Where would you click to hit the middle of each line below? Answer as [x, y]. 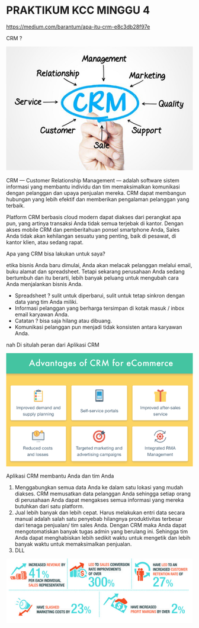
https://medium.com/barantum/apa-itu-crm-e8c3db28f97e [78, 27]
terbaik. [15, 206]
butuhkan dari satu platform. [49, 507]
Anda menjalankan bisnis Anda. [44, 284]
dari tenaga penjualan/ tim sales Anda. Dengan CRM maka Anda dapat [100, 526]
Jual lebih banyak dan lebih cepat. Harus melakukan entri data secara [100, 512]
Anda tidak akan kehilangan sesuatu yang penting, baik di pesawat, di [91, 236]
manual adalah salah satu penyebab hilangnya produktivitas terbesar [99, 519]
